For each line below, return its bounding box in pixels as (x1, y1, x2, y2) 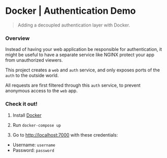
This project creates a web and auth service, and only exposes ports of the (5, 67, 160, 73)
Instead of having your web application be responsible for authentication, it (5, 46, 162, 52)
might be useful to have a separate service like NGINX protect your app (5, 51, 155, 58)
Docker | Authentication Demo (5, 5, 136, 17)
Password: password (12, 147, 54, 153)
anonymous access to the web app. (5, 88, 78, 94)
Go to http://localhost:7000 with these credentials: (12, 131, 118, 138)
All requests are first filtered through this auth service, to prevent (5, 82, 141, 89)
